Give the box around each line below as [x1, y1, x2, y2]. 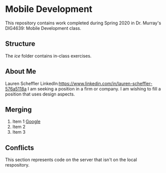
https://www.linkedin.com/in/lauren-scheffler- [58, 81, 153, 86]
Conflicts [5, 143, 34, 152]
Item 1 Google [12, 118, 41, 125]
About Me [5, 67, 36, 76]
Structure [5, 40, 36, 48]
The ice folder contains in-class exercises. [5, 53, 92, 59]
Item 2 [12, 124, 26, 130]
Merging [5, 105, 32, 114]
